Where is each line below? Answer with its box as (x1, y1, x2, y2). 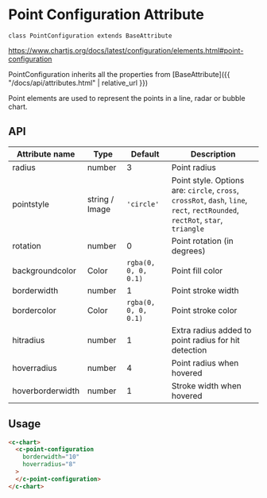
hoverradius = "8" (22, 461, 77, 469)
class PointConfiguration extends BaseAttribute (8, 32, 172, 40)
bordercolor (12, 304, 57, 315)
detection (171, 344, 207, 355)
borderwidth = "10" (22, 453, 80, 461)
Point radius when (171, 357, 239, 369)
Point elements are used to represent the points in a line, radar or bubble (8, 93, 246, 102)
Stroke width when (171, 380, 242, 391)
